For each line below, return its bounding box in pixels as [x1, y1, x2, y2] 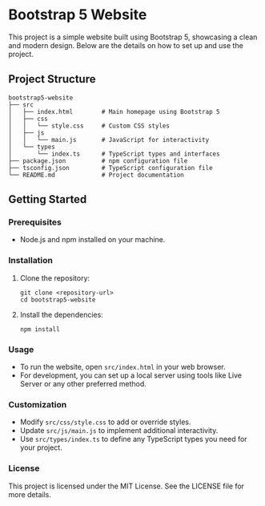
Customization [8, 399, 67, 410]
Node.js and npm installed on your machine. [19, 235, 166, 245]
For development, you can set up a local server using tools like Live [19, 370, 243, 380]
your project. [19, 443, 62, 452]
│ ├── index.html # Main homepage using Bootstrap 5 [8, 107, 220, 115]
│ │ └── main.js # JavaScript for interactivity [8, 136, 210, 144]
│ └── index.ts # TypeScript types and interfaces [8, 150, 220, 158]
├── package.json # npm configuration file [8, 156, 188, 165]
